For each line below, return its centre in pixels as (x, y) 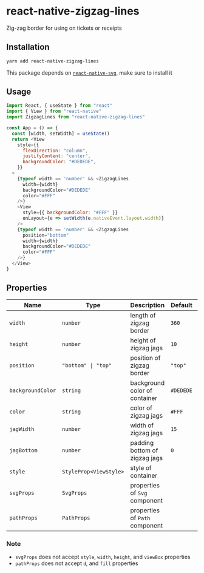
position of (145, 358)
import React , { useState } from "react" (59, 106)
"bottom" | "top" (87, 365)
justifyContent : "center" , (56, 156)
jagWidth (22, 429)
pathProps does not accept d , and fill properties (76, 563)
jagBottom (23, 450)
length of (143, 315)
